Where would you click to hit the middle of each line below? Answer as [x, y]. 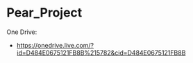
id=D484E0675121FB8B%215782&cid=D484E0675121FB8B [101, 53]
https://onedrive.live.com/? [55, 45]
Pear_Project [44, 13]
